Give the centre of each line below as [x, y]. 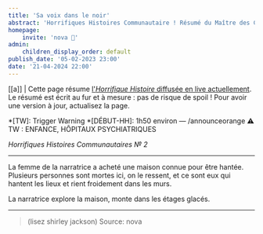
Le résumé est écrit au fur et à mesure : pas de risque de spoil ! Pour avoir [128, 97]
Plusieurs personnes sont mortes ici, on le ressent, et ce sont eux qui [119, 175]
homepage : [24, 30]
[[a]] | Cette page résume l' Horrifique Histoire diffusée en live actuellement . [130, 89]
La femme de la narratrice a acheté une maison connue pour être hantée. [126, 166]
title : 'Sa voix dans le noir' [59, 15]
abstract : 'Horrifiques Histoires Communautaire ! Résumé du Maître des [129, 23]
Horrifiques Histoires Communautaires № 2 [78, 144]
